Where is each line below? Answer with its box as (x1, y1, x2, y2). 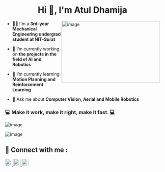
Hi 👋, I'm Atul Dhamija (37, 4, 128, 16)
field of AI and (12, 56, 42, 62)
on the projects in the (12, 51, 57, 57)
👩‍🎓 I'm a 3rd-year (12, 21, 49, 27)
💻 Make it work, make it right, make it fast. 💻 (5, 109, 115, 115)
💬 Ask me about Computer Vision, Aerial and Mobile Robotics (12, 96, 139, 102)
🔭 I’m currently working (12, 46, 60, 52)
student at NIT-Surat (12, 36, 55, 42)
